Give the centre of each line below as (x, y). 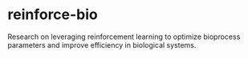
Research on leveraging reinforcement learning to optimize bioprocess (124, 37)
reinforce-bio (53, 15)
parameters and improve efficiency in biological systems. (102, 44)
